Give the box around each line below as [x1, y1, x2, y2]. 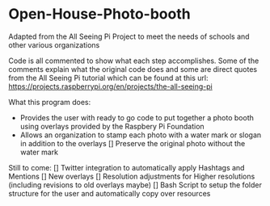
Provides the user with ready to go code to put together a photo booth [19, 112, 255, 122]
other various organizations [8, 40, 100, 49]
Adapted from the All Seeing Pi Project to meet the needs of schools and [8, 32, 250, 41]
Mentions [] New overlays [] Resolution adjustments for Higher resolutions [8, 171, 255, 181]
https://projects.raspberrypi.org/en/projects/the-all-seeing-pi [8, 82, 213, 91]
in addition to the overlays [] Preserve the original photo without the [19, 138, 246, 148]
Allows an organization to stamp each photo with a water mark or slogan [19, 130, 262, 140]
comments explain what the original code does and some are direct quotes [8, 64, 257, 74]
